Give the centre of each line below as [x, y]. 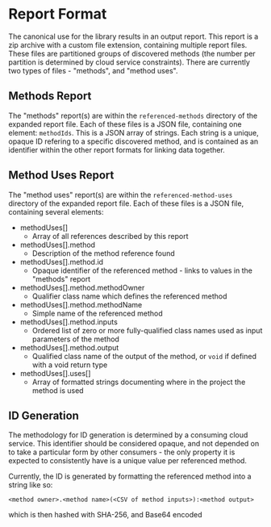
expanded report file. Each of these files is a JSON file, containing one [125, 124]
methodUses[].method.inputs [69, 322]
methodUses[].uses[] [55, 373]
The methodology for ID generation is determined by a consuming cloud [128, 435]
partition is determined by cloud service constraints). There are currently [129, 62]
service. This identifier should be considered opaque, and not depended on [134, 444]
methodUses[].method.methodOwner [82, 287]
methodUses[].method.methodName [81, 304]
